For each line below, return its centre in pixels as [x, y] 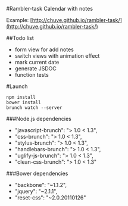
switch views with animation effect [57, 56]
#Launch [17, 86]
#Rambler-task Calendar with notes [50, 9]
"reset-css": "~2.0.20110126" [50, 198]
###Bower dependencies [37, 173]
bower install [24, 102]
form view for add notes [44, 49]
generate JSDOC [35, 68]
